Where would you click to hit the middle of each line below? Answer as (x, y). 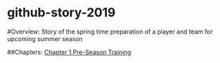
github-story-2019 (61, 13)
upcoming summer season (45, 38)
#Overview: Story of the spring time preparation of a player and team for (110, 32)
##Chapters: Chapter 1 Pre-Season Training (69, 52)
